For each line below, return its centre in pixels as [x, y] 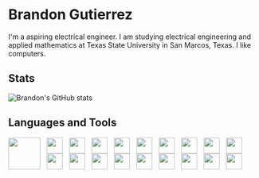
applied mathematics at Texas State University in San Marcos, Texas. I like [130, 44]
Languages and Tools [63, 123]
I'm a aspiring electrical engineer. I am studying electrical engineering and [129, 37]
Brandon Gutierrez [71, 15]
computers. [27, 53]
